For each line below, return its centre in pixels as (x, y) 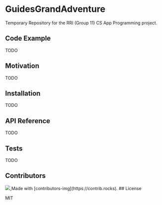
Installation (23, 93)
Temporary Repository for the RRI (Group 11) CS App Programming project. (81, 23)
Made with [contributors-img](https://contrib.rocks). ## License (76, 188)
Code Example (28, 38)
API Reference (28, 121)
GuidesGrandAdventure (55, 9)
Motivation (22, 66)
